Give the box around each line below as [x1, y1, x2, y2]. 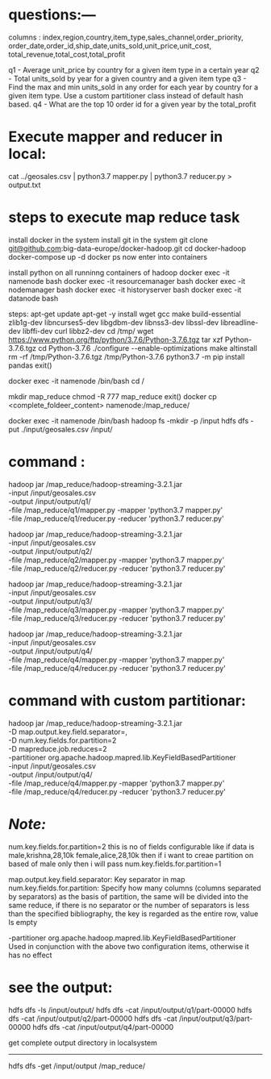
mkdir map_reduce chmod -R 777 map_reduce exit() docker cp [8, 391, 218, 401]
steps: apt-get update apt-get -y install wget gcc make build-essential [8, 309, 241, 319]
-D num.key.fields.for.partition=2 [8, 735, 117, 745]
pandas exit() [8, 360, 52, 370]
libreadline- [220, 317, 259, 327]
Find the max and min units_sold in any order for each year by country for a [8, 82, 259, 92]
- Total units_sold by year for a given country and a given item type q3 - [8, 73, 247, 83]
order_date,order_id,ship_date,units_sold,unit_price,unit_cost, [8, 40, 212, 50]
